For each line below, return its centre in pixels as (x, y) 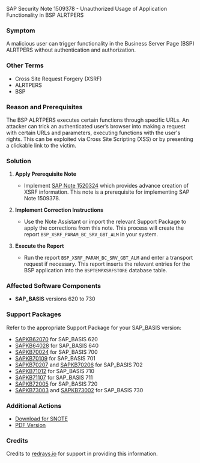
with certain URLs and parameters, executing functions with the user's (93, 133)
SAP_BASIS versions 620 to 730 (55, 299)
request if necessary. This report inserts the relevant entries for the (107, 264)
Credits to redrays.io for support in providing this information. (82, 454)
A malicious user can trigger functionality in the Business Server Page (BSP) (101, 44)
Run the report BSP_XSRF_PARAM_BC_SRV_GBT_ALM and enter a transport (108, 258)
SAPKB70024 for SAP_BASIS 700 (56, 352)
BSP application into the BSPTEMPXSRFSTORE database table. (95, 270)
